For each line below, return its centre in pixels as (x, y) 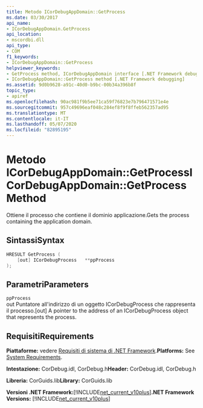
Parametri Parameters (47, 284)
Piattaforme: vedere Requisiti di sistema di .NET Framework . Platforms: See (101, 351)
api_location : (24, 34)
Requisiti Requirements (50, 336)
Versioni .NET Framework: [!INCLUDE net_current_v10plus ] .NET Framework (100, 392)
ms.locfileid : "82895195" (39, 130)
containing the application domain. (49, 221)
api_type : (19, 46)
